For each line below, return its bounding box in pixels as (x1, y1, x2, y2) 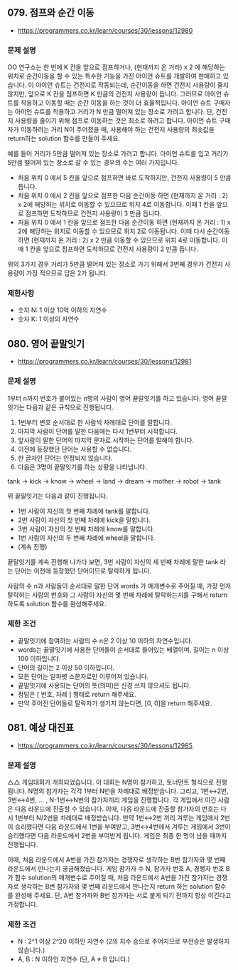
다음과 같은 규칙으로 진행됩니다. (26, 402, 114, 412)
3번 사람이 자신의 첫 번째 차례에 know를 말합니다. (17, 524, 155, 533)
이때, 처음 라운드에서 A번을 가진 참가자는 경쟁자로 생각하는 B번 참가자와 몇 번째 (7, 855, 226, 864)
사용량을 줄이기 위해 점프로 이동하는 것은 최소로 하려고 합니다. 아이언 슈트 (14, 116, 218, 125)
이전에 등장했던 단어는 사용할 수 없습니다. (17, 444, 132, 453)
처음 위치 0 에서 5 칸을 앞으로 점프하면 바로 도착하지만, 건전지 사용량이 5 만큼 (17, 173, 232, 182)
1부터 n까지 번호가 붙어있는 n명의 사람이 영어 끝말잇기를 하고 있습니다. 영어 (7, 394, 215, 402)
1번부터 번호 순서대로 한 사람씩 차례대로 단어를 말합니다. (17, 418, 173, 427)
